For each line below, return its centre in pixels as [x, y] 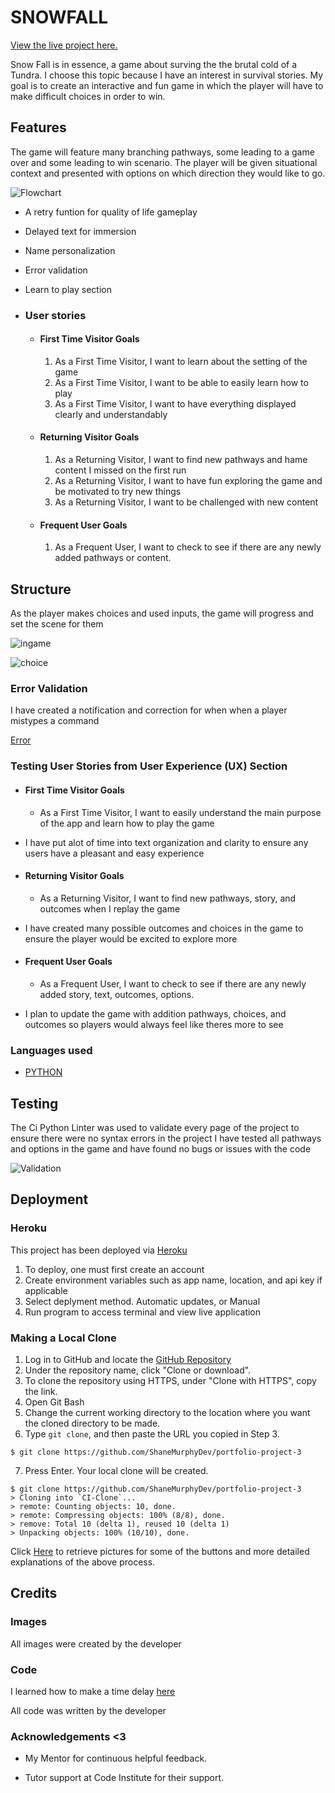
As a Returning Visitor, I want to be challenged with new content [186, 502]
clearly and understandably [111, 414]
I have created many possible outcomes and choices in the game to [164, 928]
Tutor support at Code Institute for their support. [124, 1778]
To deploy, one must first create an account [114, 1269]
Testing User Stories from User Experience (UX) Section [149, 766]
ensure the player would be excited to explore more [131, 938]
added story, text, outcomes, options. [117, 994]
